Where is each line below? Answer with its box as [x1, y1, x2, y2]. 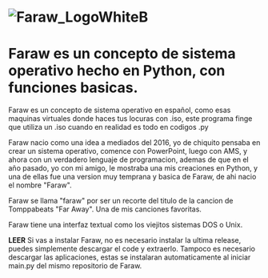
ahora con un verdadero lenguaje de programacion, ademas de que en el [8, 155, 250, 164]
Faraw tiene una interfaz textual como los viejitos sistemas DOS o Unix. [8, 220, 243, 230]
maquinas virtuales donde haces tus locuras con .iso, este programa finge [8, 114, 253, 123]
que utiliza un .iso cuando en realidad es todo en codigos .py [8, 123, 210, 132]
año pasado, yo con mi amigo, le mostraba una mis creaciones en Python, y [8, 163, 258, 173]
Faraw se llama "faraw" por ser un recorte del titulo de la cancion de [8, 196, 234, 206]
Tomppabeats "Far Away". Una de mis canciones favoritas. [8, 204, 202, 214]
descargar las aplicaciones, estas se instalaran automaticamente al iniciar [8, 252, 251, 262]
